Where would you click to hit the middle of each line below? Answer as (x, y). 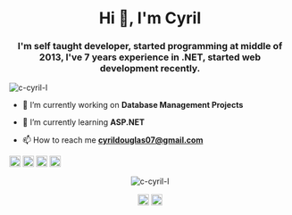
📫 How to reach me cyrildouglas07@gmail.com (113, 140)
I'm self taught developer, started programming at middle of (150, 46)
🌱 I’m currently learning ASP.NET (83, 122)
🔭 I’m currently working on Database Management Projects (133, 105)
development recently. (150, 69)
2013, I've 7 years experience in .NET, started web (150, 57)
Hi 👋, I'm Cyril (150, 18)
